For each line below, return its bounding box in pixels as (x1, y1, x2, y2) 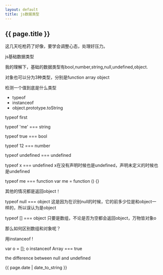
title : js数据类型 (5, 12, 40, 17)
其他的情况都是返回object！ (5, 189, 61, 194)
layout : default (5, 7, 38, 12)
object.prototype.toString (12, 105, 63, 111)
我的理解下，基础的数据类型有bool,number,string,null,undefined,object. (5, 64, 148, 70)
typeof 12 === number (5, 143, 50, 149)
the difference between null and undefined (5, 255, 91, 261)
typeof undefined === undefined (5, 152, 72, 158)
